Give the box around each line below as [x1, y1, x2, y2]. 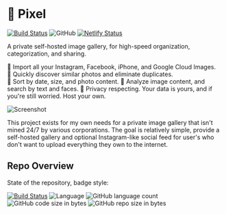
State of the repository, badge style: [7, 178, 109, 187]
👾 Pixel [7, 6, 47, 22]
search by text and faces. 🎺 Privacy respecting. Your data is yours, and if [7, 84, 212, 93]
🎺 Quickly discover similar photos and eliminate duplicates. [7, 70, 173, 78]
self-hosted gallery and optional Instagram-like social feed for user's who [7, 133, 214, 141]
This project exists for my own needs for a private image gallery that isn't [7, 118, 214, 126]
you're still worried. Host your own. [7, 92, 106, 100]
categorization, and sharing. [7, 49, 87, 58]
